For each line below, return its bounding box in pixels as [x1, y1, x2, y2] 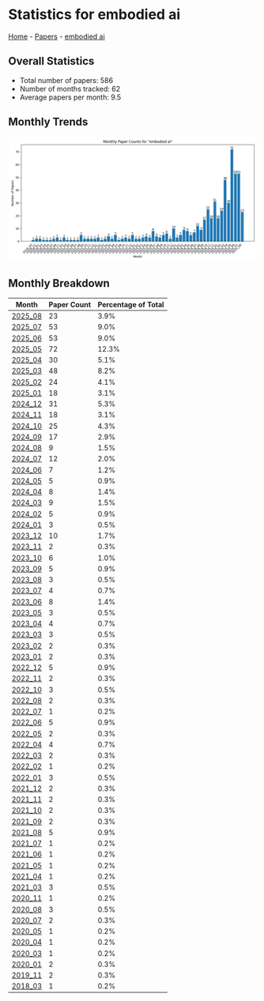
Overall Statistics [8, 55, 95, 68]
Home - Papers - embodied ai [8, 32, 105, 41]
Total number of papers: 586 [19, 75, 113, 85]
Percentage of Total [97, 299, 164, 309]
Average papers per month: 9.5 [19, 92, 122, 102]
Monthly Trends [8, 115, 89, 129]
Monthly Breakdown [8, 277, 111, 290]
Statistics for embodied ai [8, 6, 180, 24]
